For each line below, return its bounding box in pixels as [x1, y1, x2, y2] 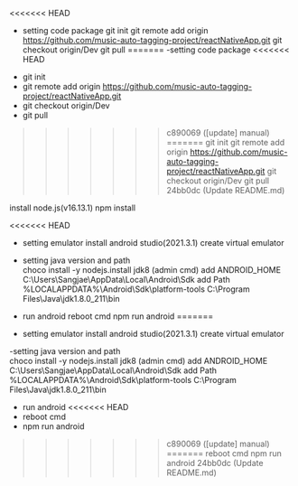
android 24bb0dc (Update [166, 458, 264, 468]
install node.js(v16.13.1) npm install [9, 202, 136, 213]
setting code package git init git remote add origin [22, 25, 209, 35]
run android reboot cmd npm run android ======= [22, 311, 214, 322]
